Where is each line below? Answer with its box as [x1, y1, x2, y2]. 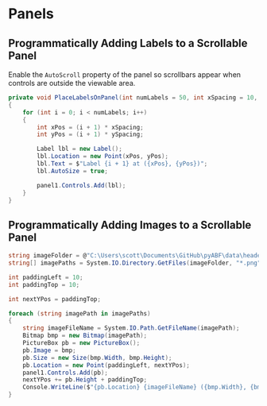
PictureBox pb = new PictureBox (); [22, 339, 141, 347]
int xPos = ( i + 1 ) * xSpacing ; [37, 123, 145, 131]
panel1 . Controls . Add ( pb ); [22, 369, 109, 377]
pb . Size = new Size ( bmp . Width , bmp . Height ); [22, 354, 172, 362]
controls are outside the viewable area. [8, 79, 136, 87]
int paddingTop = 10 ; [8, 280, 80, 288]
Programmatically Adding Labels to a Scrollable [8, 37, 248, 50]
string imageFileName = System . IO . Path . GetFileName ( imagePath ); [22, 324, 240, 332]
